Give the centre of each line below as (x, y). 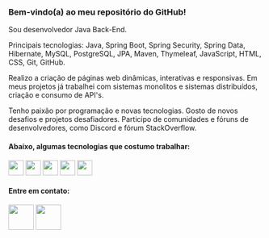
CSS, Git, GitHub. (37, 62)
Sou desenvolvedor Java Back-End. (68, 30)
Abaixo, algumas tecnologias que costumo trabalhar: (99, 146)
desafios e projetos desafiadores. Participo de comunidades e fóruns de (128, 119)
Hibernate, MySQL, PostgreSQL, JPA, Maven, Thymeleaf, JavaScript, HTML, (135, 54)
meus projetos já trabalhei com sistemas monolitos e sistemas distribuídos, (133, 86)
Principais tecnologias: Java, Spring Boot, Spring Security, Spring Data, (127, 45)
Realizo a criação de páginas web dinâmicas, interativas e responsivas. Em (133, 78)
